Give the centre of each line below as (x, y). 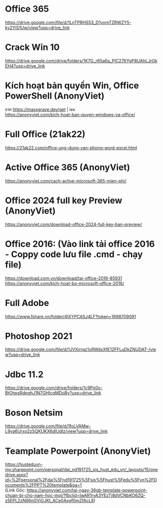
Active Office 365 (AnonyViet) (68, 167)
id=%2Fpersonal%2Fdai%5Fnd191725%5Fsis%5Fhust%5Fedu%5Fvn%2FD (81, 480)
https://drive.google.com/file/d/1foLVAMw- (48, 426)
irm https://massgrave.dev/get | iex (40, 109)
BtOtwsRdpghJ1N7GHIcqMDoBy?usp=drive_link (53, 393)
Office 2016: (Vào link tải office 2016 (80, 244)
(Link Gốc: (15, 490)
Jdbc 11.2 (24, 374)
